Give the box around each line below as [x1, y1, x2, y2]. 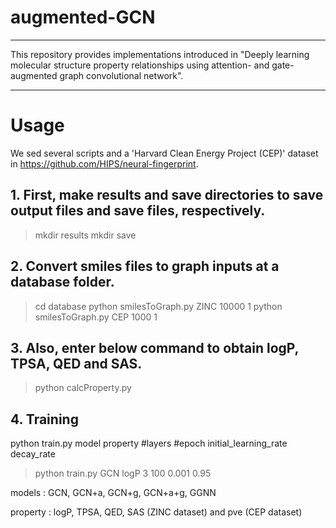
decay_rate [10, 448, 56, 460]
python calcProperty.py [34, 382, 132, 394]
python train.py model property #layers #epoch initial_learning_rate [10, 437, 288, 450]
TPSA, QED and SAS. [10, 355, 143, 372]
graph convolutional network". [59, 69, 184, 81]
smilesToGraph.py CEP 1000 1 [34, 311, 158, 323]
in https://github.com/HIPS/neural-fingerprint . [10, 157, 199, 170]
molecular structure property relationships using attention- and [10, 59, 270, 71]
